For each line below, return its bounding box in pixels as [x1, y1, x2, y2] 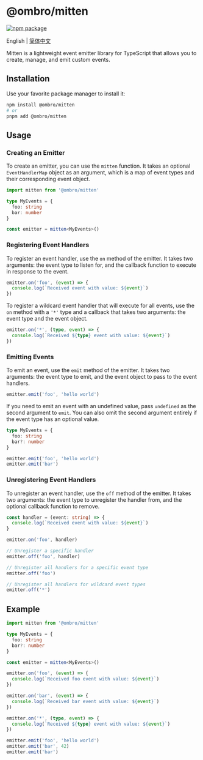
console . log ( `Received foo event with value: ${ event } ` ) [12, 676, 160, 682]
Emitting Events [6, 352, 54, 361]
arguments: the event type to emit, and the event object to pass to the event [6, 373, 197, 381]
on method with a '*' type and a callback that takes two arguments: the [6, 308, 186, 316]
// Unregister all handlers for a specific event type [6, 564, 149, 570]
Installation [6, 73, 50, 84]
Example [6, 604, 40, 614]
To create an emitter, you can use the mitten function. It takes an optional [6, 162, 191, 170]
